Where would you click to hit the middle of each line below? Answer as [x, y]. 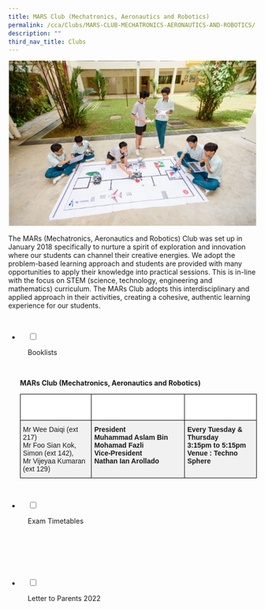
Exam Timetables [56, 521]
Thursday [203, 437]
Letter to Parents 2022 [64, 599]
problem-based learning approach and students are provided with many [125, 263]
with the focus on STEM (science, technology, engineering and [110, 281]
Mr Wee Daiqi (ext [50, 430]
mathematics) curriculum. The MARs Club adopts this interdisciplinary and [129, 289]
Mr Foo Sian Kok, [49, 445]
